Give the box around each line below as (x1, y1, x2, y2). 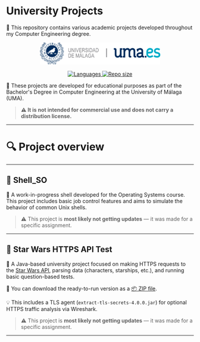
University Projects (6, 4, 104, 18)
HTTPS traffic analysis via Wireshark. (6, 305, 98, 312)
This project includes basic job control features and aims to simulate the (6, 197, 183, 204)
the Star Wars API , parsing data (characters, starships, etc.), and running (6, 266, 185, 273)
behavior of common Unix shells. (6, 204, 87, 211)
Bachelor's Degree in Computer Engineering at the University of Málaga (6, 88, 182, 95)
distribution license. (20, 112, 72, 120)
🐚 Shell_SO (6, 175, 48, 185)
